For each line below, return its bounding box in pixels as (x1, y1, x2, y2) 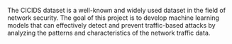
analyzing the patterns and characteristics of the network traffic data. (7, 28, 211, 37)
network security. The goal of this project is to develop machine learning (7, 13, 220, 22)
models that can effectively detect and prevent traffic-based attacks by (7, 21, 216, 29)
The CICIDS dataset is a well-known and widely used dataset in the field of (7, 6, 226, 14)
